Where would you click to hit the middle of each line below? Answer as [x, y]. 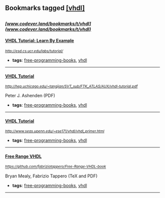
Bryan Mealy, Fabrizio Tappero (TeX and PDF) [51, 176]
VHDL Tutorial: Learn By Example [40, 41]
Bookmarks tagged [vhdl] [45, 8]
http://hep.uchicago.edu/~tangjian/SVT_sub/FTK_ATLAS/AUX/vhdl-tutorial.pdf [71, 86]
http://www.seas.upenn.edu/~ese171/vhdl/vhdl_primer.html [55, 131]
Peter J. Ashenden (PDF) [30, 96]
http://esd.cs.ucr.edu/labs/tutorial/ [34, 51]
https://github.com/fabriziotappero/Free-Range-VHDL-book [56, 167]
